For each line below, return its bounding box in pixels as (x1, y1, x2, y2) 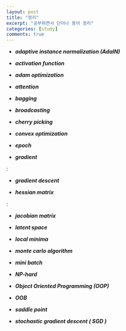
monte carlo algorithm (14, 247, 73, 255)
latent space (14, 224, 48, 231)
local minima (14, 235, 49, 243)
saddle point (14, 306, 48, 313)
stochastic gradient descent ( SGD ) (14, 318, 107, 325)
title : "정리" (6, 15, 39, 21)
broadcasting (14, 107, 50, 114)
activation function (14, 60, 65, 67)
